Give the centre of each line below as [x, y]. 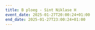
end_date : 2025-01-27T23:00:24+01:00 [45, 19]
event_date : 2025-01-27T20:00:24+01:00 [48, 15]
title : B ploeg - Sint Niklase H [41, 10]
